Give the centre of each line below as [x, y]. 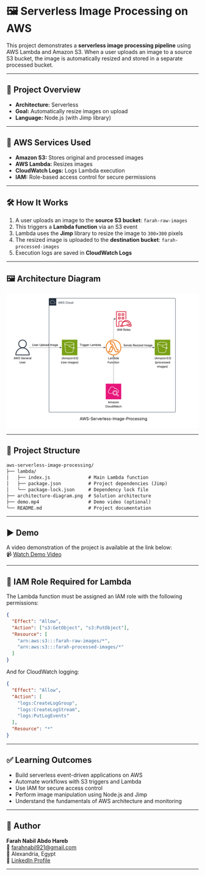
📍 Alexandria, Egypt [31, 853]
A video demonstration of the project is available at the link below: [89, 547]
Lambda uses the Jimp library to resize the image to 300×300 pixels [99, 233]
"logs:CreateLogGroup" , [48, 703]
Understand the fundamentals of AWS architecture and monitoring [98, 801]
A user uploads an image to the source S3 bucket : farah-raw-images [101, 220]
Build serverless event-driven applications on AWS [79, 775]
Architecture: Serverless [47, 105]
